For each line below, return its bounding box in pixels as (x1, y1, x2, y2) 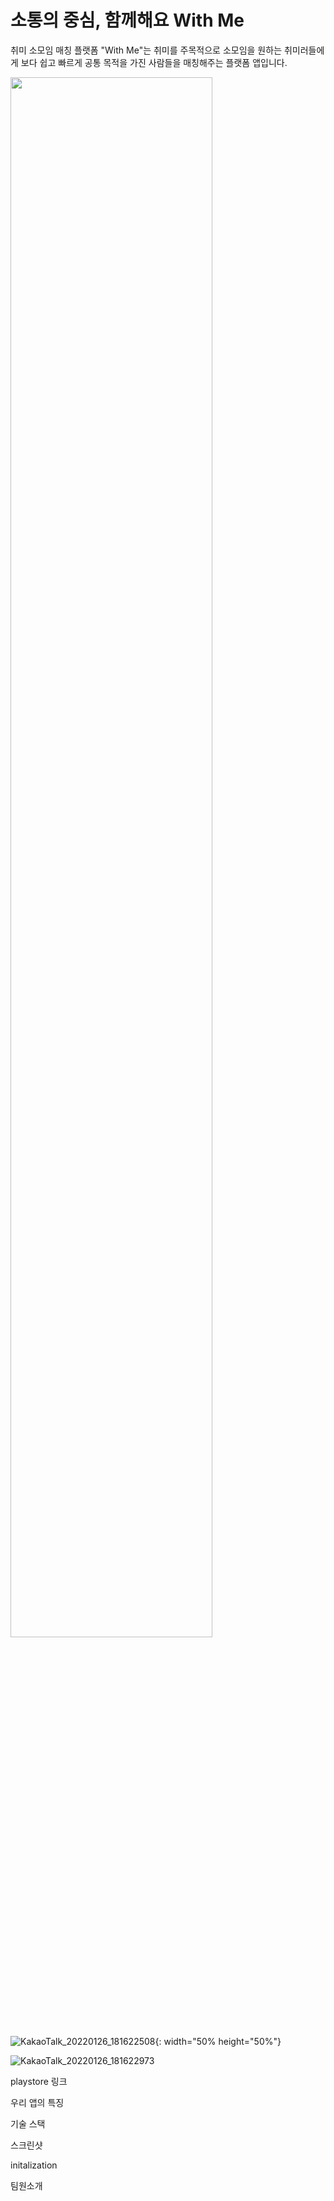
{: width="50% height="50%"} (154, 2035, 282, 2047)
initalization (10, 2159, 58, 2171)
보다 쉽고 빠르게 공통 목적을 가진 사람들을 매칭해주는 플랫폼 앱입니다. (20, 56, 288, 68)
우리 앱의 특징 (10, 2096, 65, 2108)
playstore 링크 (10, 2075, 68, 2087)
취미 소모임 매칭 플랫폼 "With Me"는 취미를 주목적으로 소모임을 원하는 (10, 44, 283, 56)
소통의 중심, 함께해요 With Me (10, 9, 245, 32)
